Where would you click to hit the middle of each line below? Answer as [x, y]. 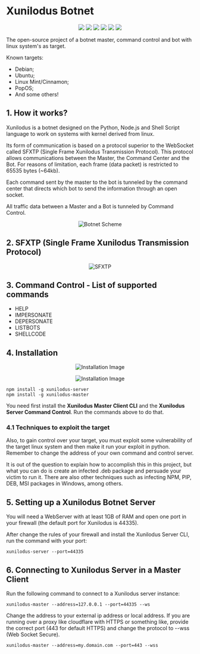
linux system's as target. [36, 46]
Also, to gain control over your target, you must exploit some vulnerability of [99, 440]
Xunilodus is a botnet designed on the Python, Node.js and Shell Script [93, 127]
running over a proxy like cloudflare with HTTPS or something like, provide [97, 622]
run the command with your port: [47, 541]
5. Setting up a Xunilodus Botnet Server [81, 502]
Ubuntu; [25, 75]
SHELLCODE [30, 334]
